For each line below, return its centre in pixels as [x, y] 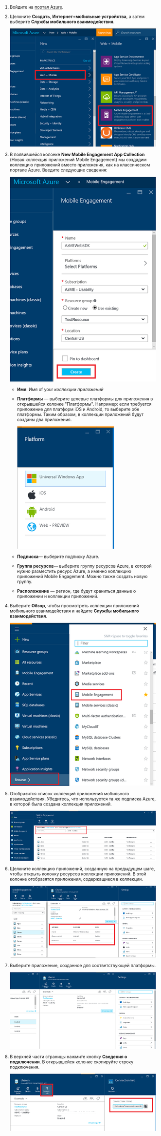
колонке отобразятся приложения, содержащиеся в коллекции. [76, 879]
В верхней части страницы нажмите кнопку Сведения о [68, 1057]
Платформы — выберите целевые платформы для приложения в [85, 399]
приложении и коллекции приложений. [58, 596]
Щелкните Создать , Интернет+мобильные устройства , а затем [77, 16]
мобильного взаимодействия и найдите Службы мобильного [74, 611]
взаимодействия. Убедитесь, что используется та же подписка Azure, [83, 799]
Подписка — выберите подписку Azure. [58, 557]
